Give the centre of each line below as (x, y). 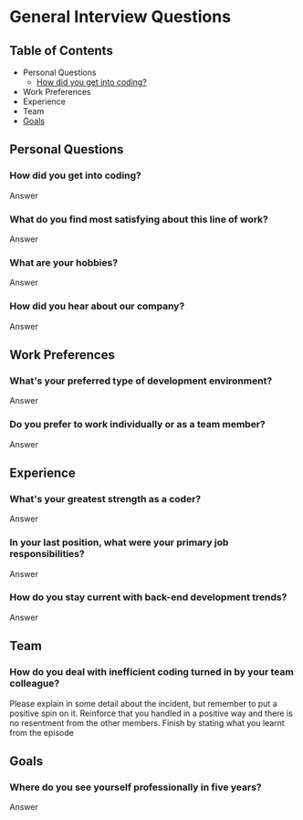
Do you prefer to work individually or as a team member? (138, 425)
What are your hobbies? (64, 262)
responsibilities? (47, 554)
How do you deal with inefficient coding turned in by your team (151, 672)
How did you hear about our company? (97, 306)
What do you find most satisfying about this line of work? (139, 219)
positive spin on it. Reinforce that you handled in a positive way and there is (151, 713)
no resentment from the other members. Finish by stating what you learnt (147, 722)
